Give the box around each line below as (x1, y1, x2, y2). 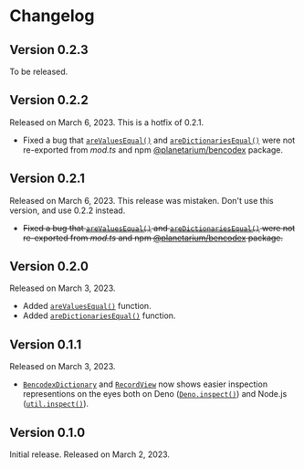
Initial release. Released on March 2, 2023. (9, 449, 171, 460)
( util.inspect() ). (22, 399, 89, 410)
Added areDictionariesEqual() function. (22, 310, 176, 321)
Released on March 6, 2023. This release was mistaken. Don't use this (9, 195, 274, 206)
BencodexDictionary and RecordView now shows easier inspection (22, 378, 267, 389)
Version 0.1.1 (9, 336, 82, 352)
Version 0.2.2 (9, 92, 89, 108)
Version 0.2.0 (9, 259, 89, 274)
